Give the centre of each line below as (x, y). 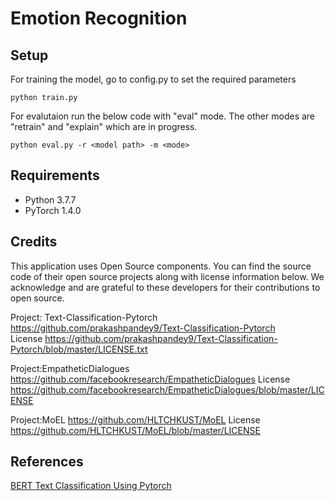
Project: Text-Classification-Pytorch (84, 317)
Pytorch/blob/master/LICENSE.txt (79, 349)
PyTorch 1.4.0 (53, 210)
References (47, 462)
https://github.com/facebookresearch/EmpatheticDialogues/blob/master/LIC (167, 389)
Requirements (55, 175)
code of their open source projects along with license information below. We (167, 276)
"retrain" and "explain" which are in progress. (104, 126)
